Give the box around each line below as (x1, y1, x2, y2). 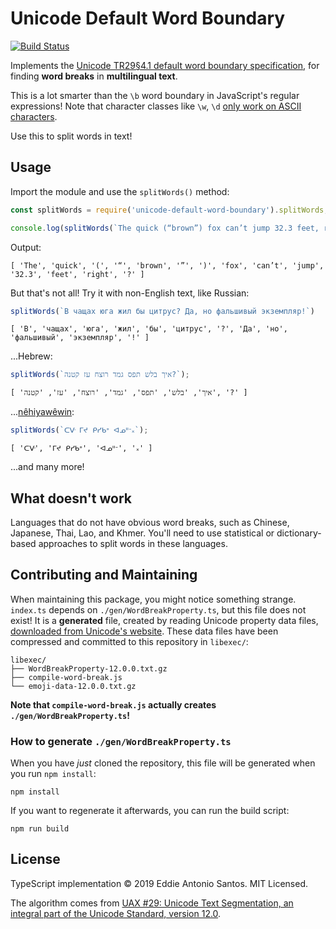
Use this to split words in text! (10, 130, 133, 142)
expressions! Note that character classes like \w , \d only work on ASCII (10, 100, 302, 112)
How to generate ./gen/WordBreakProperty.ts (10, 734, 232, 748)
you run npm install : (10, 768, 97, 780)
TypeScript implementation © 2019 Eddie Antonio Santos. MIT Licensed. (10, 877, 309, 889)
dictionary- (276, 527, 322, 539)
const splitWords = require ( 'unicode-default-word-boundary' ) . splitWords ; (10, 205, 329, 215)
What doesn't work (10, 490, 133, 507)
